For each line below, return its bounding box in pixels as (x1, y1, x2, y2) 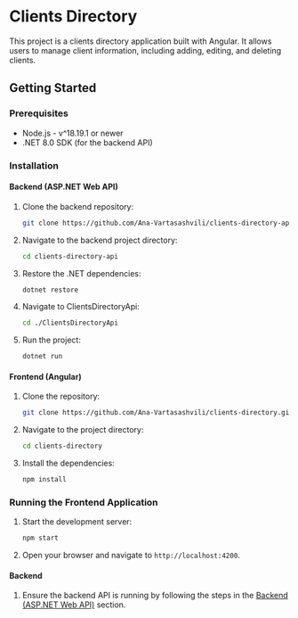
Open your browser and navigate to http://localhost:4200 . (21, 550, 240, 561)
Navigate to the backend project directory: (21, 235, 178, 245)
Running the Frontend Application (9, 496, 158, 508)
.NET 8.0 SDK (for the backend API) (21, 136, 153, 148)
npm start (21, 533, 60, 543)
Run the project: (21, 334, 82, 345)
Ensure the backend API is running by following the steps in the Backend (21, 590, 289, 601)
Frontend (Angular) (9, 371, 82, 382)
